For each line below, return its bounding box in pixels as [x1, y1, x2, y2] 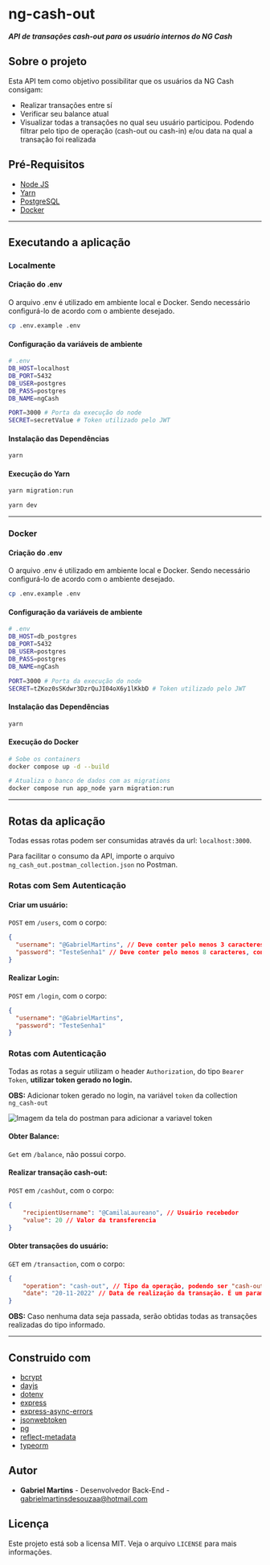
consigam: [8, 84, 43, 94]
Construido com [8, 1351, 91, 1365]
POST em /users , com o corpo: [8, 918, 107, 928]
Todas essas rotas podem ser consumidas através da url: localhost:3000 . [8, 835, 252, 845]
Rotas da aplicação [8, 814, 106, 828]
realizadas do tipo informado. [8, 1320, 106, 1330]
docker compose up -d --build [8, 762, 110, 771]
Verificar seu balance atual [19, 109, 109, 118]
